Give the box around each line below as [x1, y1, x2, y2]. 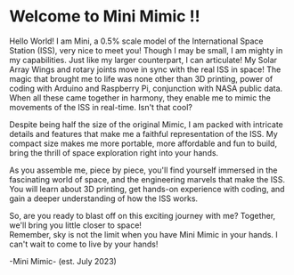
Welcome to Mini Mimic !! [9, 6, 200, 27]
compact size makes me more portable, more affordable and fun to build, [9, 138, 278, 149]
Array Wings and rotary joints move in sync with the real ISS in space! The [9, 64, 282, 75]
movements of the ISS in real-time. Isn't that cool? [9, 101, 193, 112]
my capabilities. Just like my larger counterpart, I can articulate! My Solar [9, 54, 278, 65]
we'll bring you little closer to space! [9, 220, 143, 231]
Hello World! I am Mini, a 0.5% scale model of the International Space [9, 36, 264, 46]
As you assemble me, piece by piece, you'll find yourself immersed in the [9, 165, 278, 175]
